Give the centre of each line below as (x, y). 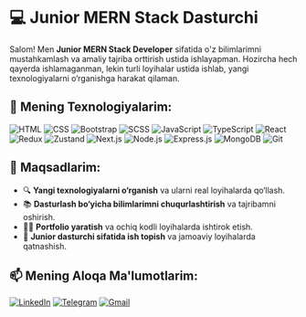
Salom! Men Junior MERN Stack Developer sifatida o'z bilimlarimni (136, 49)
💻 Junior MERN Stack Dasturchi (134, 18)
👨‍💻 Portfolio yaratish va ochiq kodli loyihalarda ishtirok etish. (137, 227)
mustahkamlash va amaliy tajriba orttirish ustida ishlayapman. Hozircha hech (153, 58)
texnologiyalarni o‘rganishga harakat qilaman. (95, 78)
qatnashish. (44, 246)
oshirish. (39, 217)
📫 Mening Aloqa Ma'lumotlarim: (104, 275)
